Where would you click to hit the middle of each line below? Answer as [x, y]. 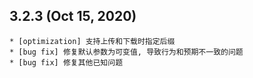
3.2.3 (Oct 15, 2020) [73, 16]
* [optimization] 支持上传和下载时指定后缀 [92, 41]
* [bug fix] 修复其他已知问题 [66, 62]
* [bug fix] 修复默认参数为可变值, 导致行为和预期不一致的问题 [126, 52]
